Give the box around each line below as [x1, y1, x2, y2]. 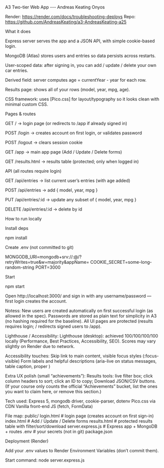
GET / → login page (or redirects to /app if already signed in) [5, 121, 128, 126]
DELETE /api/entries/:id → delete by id [5, 206, 82, 212]
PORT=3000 [35, 264, 61, 270]
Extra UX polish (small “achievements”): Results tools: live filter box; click [5, 373, 153, 378]
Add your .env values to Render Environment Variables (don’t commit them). [5, 448, 159, 453]
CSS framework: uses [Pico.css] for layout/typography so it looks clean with [5, 96, 160, 102]
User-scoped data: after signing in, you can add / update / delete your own [5, 62, 157, 68]
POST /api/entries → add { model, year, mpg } [5, 187, 98, 193]
